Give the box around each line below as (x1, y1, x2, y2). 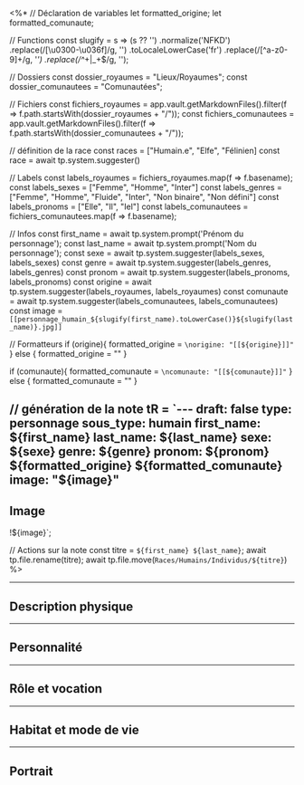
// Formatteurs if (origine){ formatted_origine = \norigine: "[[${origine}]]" (9, 339, 294, 349)
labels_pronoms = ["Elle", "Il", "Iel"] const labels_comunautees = (9, 201, 249, 212)
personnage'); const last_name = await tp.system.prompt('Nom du (9, 238, 258, 248)
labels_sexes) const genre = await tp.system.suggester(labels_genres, (9, 257, 271, 268)
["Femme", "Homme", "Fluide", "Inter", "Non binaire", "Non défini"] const (9, 192, 280, 202)
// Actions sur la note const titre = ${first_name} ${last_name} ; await (9, 545, 267, 556)
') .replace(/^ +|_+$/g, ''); (36, 54, 129, 64)
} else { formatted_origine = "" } (9, 349, 128, 359)
